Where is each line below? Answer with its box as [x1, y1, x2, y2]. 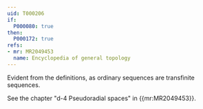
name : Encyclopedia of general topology [13, 55, 131, 62]
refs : [7, 42, 23, 49]
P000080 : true [13, 23, 54, 29]
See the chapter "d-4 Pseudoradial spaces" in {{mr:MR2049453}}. [7, 94, 196, 102]
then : [7, 29, 23, 36]
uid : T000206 [7, 10, 45, 17]
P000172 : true [13, 36, 54, 43]
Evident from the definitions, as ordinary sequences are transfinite [7, 73, 195, 82]
